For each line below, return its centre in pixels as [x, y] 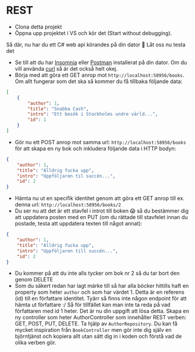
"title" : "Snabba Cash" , [58, 109]
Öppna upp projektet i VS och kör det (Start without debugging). [93, 33]
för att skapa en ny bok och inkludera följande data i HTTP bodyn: [95, 148]
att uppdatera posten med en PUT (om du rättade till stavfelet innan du [101, 217]
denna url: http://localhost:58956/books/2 [68, 205]
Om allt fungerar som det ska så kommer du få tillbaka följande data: [98, 81]
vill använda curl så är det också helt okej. [66, 68]
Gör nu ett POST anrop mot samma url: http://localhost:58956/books [100, 142]
